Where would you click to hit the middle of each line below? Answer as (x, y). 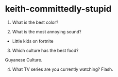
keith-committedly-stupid (58, 9)
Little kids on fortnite (33, 41)
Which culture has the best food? (45, 50)
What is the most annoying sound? (47, 31)
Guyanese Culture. (24, 60)
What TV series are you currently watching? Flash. (62, 69)
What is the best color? (35, 22)
